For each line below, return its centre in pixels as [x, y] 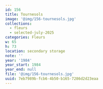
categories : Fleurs [25, 38]
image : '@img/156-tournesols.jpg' [41, 19]
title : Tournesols [24, 14]
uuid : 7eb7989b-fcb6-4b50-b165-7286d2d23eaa [52, 79]
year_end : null [21, 70]
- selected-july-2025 [32, 33]
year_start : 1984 [23, 65]
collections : [19, 23]
